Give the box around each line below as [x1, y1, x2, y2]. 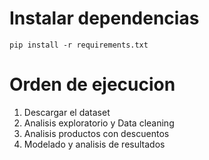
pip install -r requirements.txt [9, 40, 149, 50]
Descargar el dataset [23, 106, 111, 118]
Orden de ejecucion [9, 73, 176, 96]
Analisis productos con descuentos [23, 127, 170, 139]
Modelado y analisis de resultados [23, 138, 166, 150]
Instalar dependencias [9, 7, 200, 30]
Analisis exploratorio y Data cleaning [23, 117, 175, 129]
